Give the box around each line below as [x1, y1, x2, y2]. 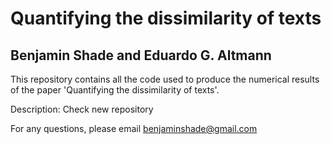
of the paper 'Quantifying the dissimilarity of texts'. [10, 84, 220, 96]
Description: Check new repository [10, 103, 154, 115]
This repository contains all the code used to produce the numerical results [10, 73, 320, 85]
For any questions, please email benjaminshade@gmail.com [10, 123, 258, 134]
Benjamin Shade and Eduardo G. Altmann [10, 47, 272, 64]
